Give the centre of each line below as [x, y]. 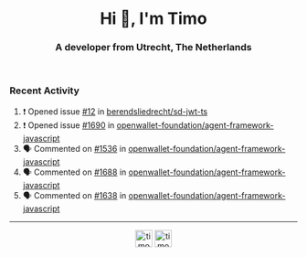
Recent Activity [45, 91]
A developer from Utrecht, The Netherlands [153, 48]
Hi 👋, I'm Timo [153, 19]
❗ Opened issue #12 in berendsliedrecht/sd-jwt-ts [115, 111]
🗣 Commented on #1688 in [74, 172]
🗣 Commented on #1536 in [74, 148]
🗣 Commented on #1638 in [74, 195]
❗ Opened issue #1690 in [69, 125]
